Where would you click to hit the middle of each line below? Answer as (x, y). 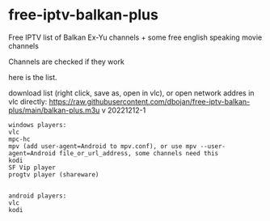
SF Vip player (32, 168)
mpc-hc (19, 139)
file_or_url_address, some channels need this (139, 153)
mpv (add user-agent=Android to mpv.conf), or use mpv (103, 146)
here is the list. (33, 77)
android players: (38, 196)
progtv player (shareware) (54, 174)
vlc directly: (28, 101)
